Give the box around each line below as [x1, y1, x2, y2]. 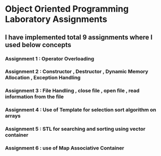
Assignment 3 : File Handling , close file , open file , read [5, 87, 140, 94]
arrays [5, 113, 21, 120]
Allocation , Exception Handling [5, 74, 81, 81]
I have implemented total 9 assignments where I [5, 33, 153, 41]
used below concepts [5, 40, 72, 49]
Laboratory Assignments [5, 14, 108, 25]
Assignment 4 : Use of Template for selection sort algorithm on [5, 106, 157, 113]
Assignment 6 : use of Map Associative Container [5, 145, 125, 152]
